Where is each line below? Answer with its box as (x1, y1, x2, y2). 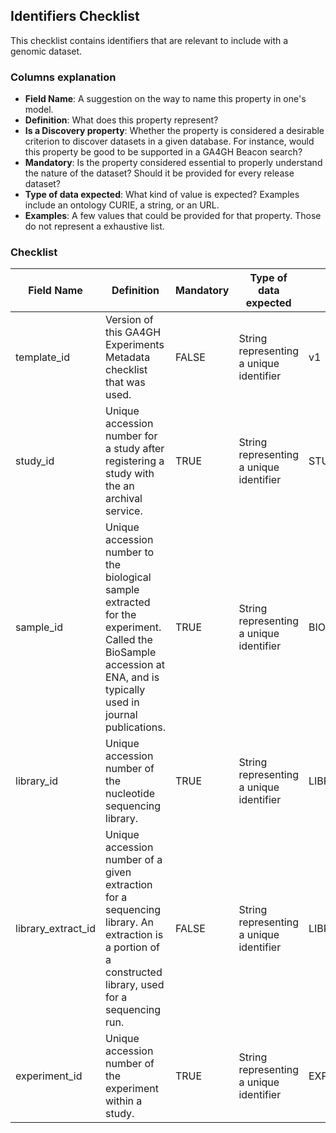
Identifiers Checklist (10, 8, 140, 25)
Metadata (105, 350, 151, 364)
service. (105, 504, 143, 518)
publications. (105, 720, 166, 734)
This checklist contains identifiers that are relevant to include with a (10, 34, 289, 46)
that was (105, 375, 146, 389)
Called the (105, 633, 153, 647)
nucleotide (105, 787, 156, 801)
